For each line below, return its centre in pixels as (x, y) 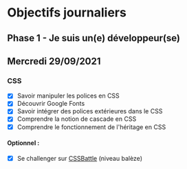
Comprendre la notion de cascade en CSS (77, 119)
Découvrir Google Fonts (51, 104)
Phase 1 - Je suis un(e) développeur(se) (94, 38)
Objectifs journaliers (67, 13)
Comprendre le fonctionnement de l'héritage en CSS (91, 127)
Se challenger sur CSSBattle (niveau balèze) (80, 158)
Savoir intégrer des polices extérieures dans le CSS (90, 111)
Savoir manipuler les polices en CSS (68, 96)
